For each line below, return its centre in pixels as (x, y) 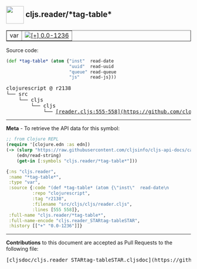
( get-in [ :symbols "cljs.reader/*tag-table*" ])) (77, 161)
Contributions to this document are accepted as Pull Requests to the (89, 243)
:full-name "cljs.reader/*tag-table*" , (57, 215)
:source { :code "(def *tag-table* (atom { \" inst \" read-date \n (89, 188)
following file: (22, 249)
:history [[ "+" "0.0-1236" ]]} (45, 226)
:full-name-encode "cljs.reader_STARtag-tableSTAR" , (74, 220)
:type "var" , (25, 182)
